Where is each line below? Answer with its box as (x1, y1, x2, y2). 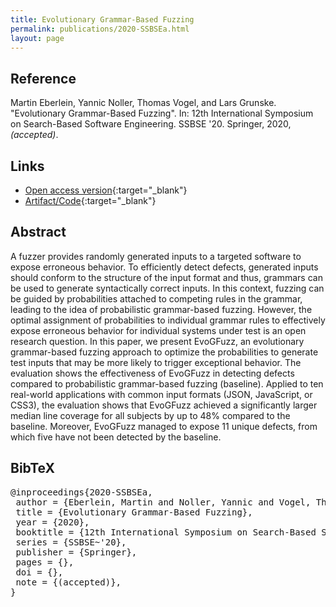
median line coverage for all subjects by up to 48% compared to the (10, 409, 291, 421)
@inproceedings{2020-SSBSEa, (10, 486, 153, 498)
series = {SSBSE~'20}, (15, 536, 127, 548)
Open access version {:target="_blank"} (24, 184, 188, 196)
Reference (10, 70, 77, 87)
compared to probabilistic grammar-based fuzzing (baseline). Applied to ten (10, 377, 324, 390)
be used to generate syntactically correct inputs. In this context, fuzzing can (10, 282, 325, 294)
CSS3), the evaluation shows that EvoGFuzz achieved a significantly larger (10, 399, 318, 411)
